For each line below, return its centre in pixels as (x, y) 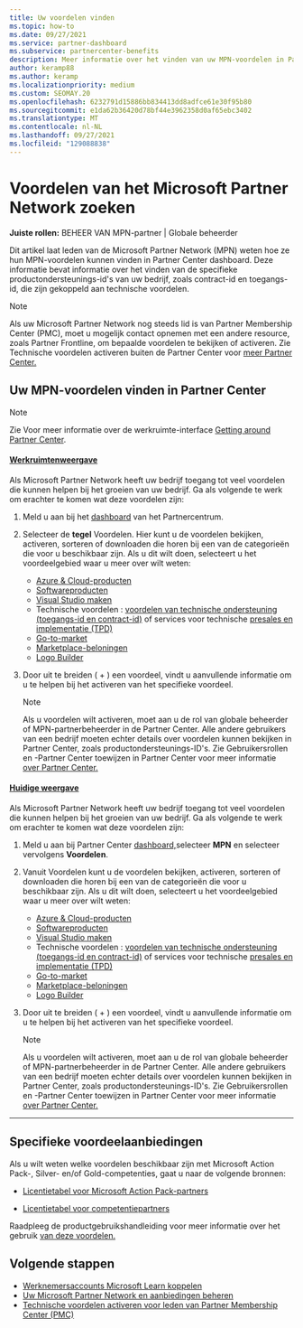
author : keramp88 (42, 69)
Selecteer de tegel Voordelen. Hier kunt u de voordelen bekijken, (143, 534)
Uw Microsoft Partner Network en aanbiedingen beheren (128, 1295)
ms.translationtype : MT (54, 118)
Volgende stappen (62, 1264)
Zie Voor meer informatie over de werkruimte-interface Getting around (140, 429)
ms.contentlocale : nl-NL (56, 127)
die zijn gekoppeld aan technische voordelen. (105, 288)
